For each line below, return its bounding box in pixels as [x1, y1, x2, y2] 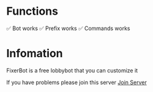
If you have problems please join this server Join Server [6, 79, 147, 86]
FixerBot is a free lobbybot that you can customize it [6, 66, 138, 74]
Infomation [6, 47, 63, 61]
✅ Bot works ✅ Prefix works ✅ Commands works [6, 25, 130, 32]
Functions [6, 4, 58, 18]
